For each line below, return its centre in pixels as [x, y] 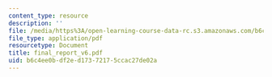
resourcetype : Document [49, 46]
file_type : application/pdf [56, 38]
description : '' [36, 23]
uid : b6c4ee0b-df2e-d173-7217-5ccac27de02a [83, 61]
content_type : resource [49, 16]
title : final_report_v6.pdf [56, 53]
